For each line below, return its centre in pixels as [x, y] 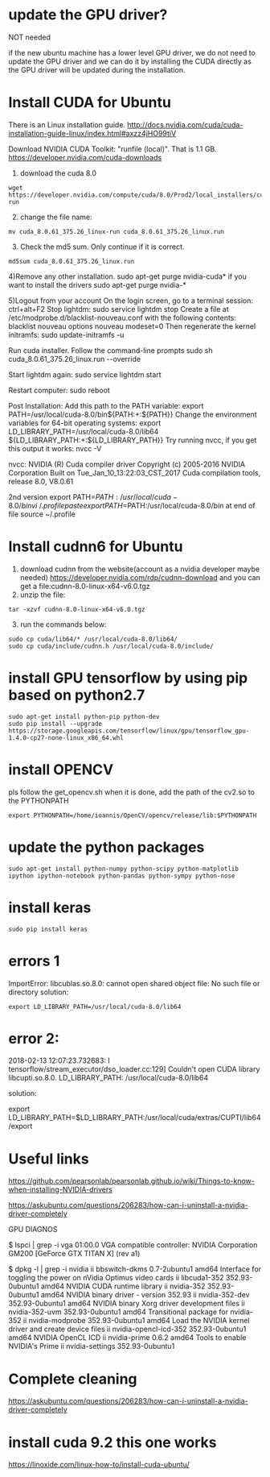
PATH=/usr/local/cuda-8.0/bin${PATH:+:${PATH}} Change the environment [133, 414]
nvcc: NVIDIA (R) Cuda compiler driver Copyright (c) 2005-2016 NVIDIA [127, 464]
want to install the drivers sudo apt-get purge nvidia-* [98, 284]
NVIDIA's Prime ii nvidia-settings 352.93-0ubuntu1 [92, 1346]
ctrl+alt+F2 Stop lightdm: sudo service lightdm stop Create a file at [119, 309]
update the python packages [106, 847]
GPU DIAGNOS [33, 1230]
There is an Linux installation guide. [67, 124]
